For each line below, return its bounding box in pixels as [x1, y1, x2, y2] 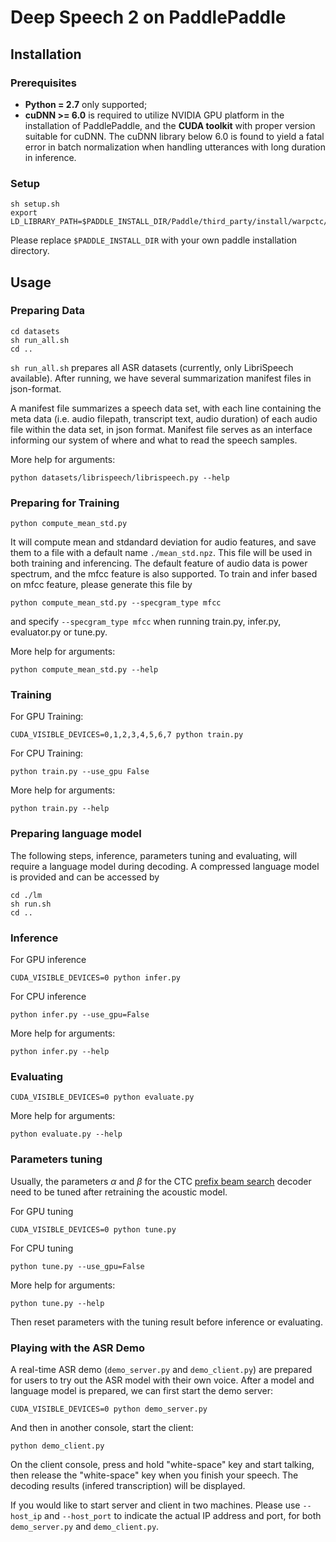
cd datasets [10, 326, 60, 336]
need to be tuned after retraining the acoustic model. [10, 1186, 228, 1198]
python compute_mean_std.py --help [10, 665, 159, 675]
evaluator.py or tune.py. [10, 626, 108, 638]
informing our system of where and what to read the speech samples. [10, 434, 298, 446]
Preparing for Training [10, 496, 120, 510]
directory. [10, 245, 50, 257]
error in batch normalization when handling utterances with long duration [24, 141, 327, 153]
